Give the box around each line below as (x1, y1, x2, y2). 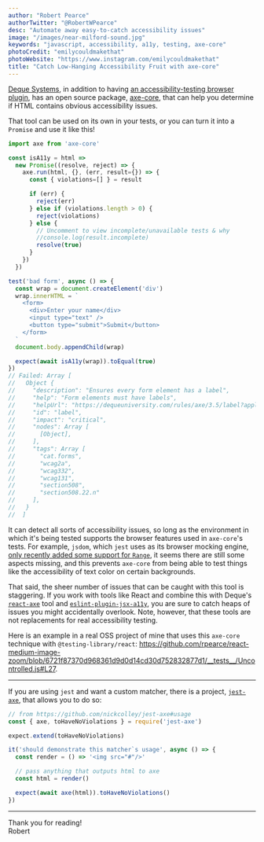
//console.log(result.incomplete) (36, 233, 149, 242)
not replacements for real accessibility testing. (8, 615, 159, 625)
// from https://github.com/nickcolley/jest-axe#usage (8, 710, 192, 718)
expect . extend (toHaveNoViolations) (8, 732, 125, 740)
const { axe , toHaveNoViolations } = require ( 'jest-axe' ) (8, 717, 202, 726)
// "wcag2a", (8, 459, 72, 468)
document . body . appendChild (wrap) (15, 343, 125, 351)
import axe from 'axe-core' (8, 139, 101, 148)
